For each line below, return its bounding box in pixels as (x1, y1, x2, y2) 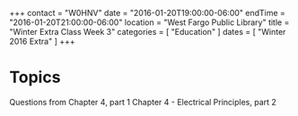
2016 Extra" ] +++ (9, 36, 76, 46)
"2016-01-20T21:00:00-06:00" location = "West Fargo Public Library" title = (9, 17, 290, 28)
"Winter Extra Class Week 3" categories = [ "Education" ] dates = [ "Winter (9, 27, 286, 37)
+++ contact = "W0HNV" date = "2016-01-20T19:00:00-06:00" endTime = (9, 8, 285, 18)
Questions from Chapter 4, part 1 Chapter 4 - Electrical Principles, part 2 (9, 96, 276, 107)
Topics (9, 67, 61, 87)
